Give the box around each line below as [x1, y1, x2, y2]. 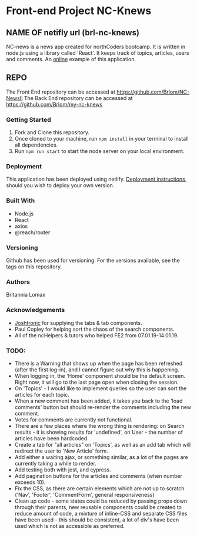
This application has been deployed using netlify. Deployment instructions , [6, 175, 187, 183]
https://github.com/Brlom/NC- [116, 88, 190, 95]
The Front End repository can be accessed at [6, 88, 116, 95]
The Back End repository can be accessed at [24, 94, 133, 101]
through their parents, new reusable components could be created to [14, 503, 182, 510]
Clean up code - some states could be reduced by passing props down [14, 497, 187, 504]
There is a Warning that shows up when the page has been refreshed [14, 360, 183, 367]
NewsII [6, 94, 23, 101]
